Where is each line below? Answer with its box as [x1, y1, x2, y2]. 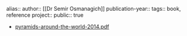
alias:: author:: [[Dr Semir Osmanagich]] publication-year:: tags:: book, [6, 5, 181, 12]
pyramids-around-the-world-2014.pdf [14, 23, 110, 30]
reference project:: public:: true [6, 11, 84, 19]
